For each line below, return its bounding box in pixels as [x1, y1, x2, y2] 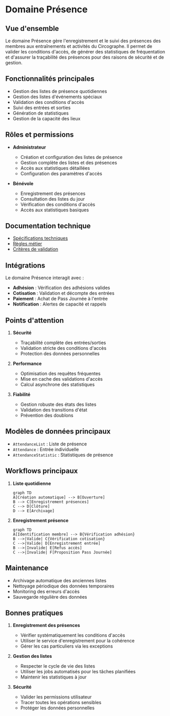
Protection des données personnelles [20, 351, 100, 357]
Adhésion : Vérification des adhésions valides [12, 284, 110, 291]
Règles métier [12, 241, 43, 247]
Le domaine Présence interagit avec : [5, 275, 84, 281]
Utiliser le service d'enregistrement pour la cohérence [20, 638, 135, 644]
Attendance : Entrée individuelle [12, 446, 79, 452]
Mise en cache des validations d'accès [20, 376, 103, 382]
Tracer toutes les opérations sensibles [20, 700, 102, 706]
